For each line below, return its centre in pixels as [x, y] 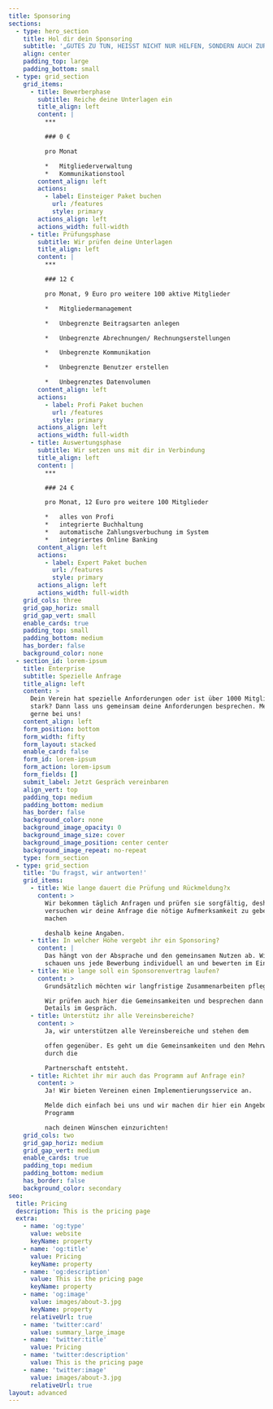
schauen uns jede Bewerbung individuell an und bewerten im [148, 963]
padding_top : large [56, 62]
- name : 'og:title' [56, 1249]
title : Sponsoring [39, 16]
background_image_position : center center [96, 843]
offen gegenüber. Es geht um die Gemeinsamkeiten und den [145, 1046]
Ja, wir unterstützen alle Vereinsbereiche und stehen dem [147, 1031]
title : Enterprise [54, 669]
